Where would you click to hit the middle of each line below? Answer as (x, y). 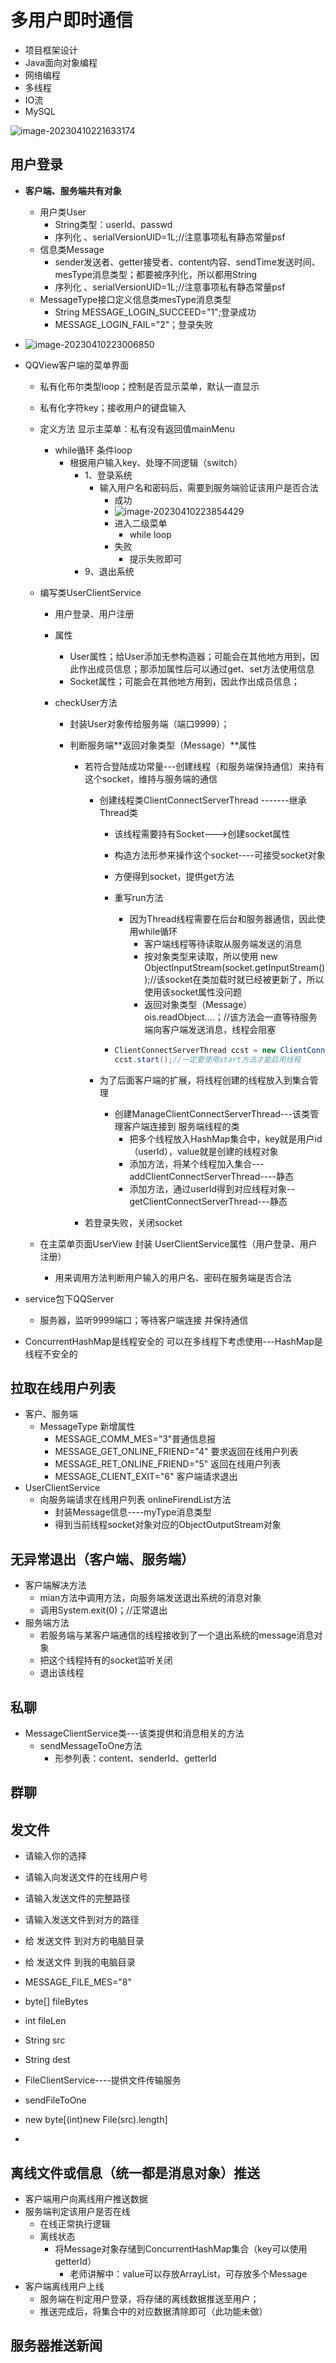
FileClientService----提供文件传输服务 (103, 2080)
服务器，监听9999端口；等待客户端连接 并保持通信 (144, 1320)
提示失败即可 (156, 558)
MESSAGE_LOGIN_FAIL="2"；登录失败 (134, 324)
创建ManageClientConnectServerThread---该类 (212, 1113)
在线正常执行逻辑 (75, 2223)
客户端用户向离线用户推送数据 (86, 2198)
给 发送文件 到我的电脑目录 (80, 1962)
